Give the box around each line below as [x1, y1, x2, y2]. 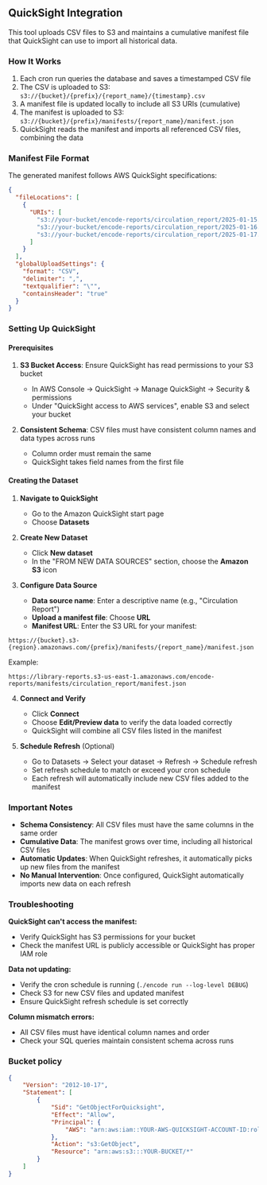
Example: [8, 657, 39, 667]
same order [19, 828, 58, 838]
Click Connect [31, 709, 79, 718]
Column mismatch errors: [8, 1013, 95, 1022]
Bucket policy [8, 1056, 62, 1067]
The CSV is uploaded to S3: [19, 83, 111, 92]
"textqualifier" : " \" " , [22, 282, 102, 290]
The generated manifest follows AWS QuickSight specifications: [8, 171, 217, 180]
